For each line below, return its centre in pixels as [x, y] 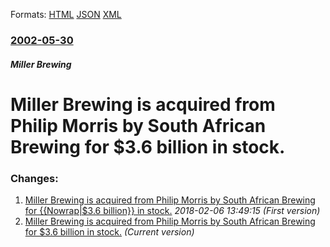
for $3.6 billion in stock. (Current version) [109, 232]
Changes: [34, 178]
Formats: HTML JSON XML [66, 14]
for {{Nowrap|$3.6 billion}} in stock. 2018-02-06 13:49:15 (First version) [172, 210]
